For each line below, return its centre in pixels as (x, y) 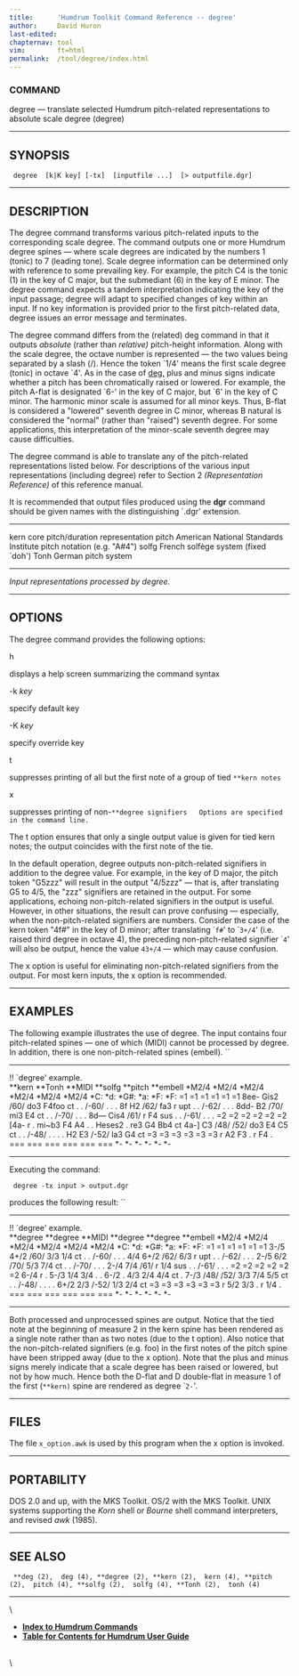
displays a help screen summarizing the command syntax (115, 674)
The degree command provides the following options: (108, 639)
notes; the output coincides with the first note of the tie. (111, 846)
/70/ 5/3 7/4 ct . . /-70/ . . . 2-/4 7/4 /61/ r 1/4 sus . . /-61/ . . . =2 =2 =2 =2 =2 (149, 1266)
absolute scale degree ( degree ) (67, 119)
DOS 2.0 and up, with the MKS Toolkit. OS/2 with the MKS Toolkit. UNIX (140, 1502)
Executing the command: (55, 1169)
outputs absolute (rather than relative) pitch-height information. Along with (146, 344)
